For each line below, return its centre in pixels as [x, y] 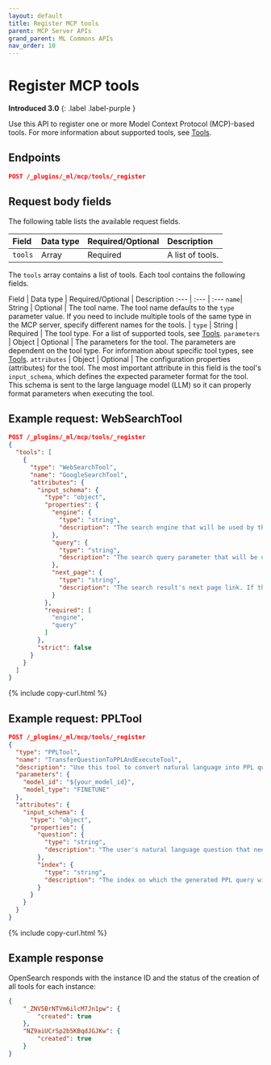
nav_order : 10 [32, 46]
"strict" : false [65, 647]
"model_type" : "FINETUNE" [67, 790]
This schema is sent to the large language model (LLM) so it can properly [130, 385]
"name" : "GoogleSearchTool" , [79, 475]
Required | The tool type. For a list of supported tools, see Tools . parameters [134, 333]
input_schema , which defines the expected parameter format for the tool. [128, 376]
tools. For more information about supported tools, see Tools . [110, 133]
